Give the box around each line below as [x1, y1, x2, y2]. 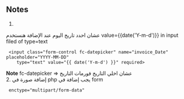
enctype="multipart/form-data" [8, 87, 85, 93]
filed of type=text [6, 37, 48, 45]
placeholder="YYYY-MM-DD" [6, 54, 69, 60]
